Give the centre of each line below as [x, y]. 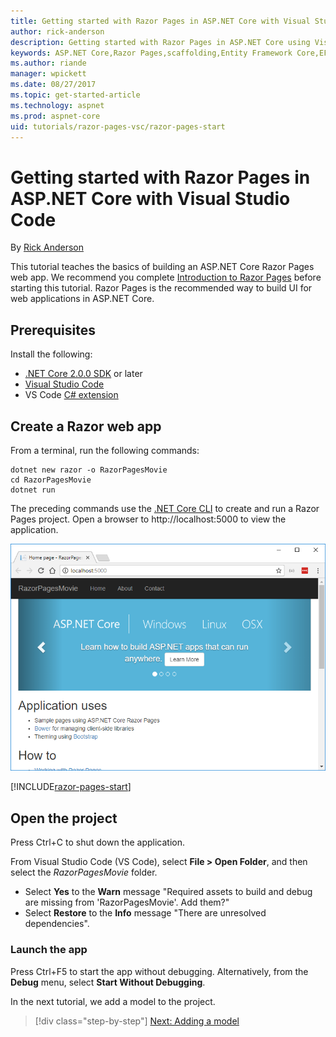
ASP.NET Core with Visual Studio [150, 198]
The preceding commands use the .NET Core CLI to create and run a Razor [165, 508]
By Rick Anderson [47, 247]
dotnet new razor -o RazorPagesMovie [89, 470]
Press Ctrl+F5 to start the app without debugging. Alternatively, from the [159, 971]
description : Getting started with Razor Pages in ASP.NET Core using [160, 42]
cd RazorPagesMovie [51, 480]
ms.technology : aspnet [57, 105]
